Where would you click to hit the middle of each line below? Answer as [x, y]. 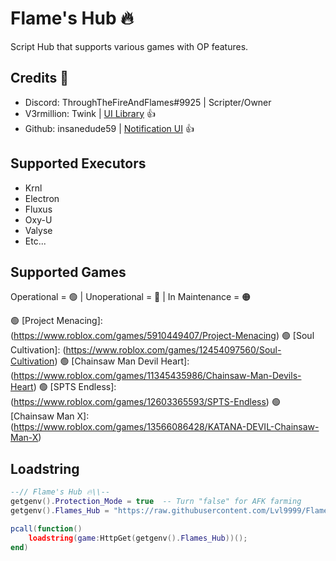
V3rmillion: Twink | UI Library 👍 [90, 113]
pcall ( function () [46, 528]
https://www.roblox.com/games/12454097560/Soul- [173, 350]
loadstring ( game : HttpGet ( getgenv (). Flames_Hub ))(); [138, 538]
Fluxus [38, 209]
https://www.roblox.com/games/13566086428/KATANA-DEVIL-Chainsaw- [166, 427]
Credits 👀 [40, 78]
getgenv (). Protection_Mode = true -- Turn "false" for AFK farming [156, 502]
